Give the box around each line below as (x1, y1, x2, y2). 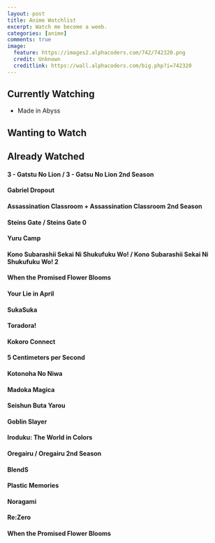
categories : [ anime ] (7, 29, 68, 37)
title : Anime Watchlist (7, 17, 77, 24)
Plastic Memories (7, 482, 59, 490)
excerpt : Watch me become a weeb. (7, 23, 108, 30)
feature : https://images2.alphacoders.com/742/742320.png (13, 50, 186, 57)
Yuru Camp (7, 234, 41, 242)
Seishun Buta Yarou (7, 401, 66, 410)
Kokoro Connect (7, 337, 56, 346)
